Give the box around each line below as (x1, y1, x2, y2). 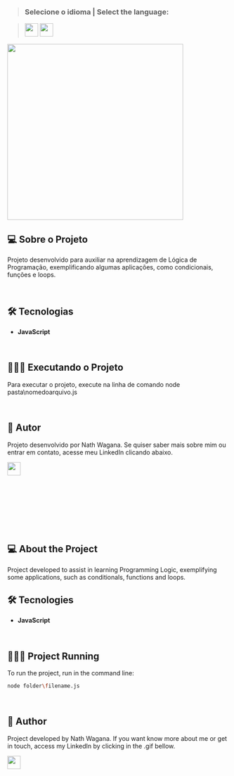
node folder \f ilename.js (7, 682, 80, 689)
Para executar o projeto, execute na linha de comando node (7, 380, 181, 388)
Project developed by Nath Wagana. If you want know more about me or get (7, 734, 227, 742)
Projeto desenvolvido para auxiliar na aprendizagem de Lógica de (7, 255, 197, 264)
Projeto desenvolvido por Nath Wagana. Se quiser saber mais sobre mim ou (7, 440, 226, 449)
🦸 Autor (7, 422, 41, 434)
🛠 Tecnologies (7, 594, 74, 606)
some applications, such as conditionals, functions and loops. (7, 573, 186, 581)
